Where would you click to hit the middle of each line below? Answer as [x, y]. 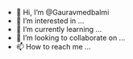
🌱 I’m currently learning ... [59, 29]
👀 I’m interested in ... [50, 21]
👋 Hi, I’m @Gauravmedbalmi [62, 12]
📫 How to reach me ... [53, 47]
